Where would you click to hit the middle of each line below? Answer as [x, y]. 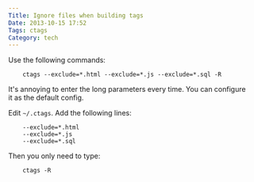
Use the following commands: [57, 60]
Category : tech [33, 38]
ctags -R [37, 171]
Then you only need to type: [54, 156]
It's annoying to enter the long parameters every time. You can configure [127, 89]
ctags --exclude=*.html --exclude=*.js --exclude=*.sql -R [122, 75]
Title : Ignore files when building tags [76, 15]
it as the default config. [46, 98]
